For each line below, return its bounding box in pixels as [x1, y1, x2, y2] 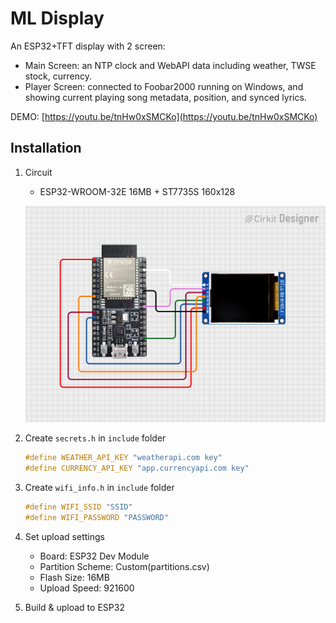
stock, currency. [24, 70, 92, 82]
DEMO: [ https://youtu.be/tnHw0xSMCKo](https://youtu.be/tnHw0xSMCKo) [10, 110, 318, 122]
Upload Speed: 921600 [39, 582, 135, 594]
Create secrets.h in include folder [24, 432, 167, 444]
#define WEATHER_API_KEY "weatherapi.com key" [24, 453, 223, 463]
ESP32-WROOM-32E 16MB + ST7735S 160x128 [39, 185, 236, 197]
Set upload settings [24, 530, 105, 542]
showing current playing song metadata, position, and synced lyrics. [24, 91, 307, 103]
